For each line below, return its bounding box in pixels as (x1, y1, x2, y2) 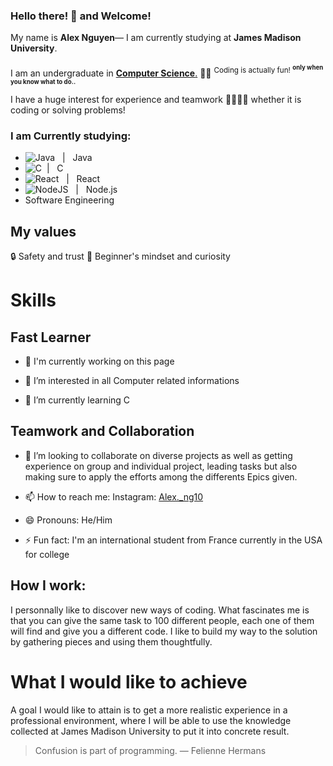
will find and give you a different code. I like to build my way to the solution (10, 625, 318, 637)
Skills (10, 289, 57, 312)
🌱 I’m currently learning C (24, 394, 131, 406)
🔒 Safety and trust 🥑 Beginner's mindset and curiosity (10, 250, 231, 262)
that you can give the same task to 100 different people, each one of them (10, 614, 315, 626)
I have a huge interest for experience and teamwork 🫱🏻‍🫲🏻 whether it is (10, 93, 302, 105)
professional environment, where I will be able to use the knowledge (10, 714, 292, 726)
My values (10, 223, 77, 240)
